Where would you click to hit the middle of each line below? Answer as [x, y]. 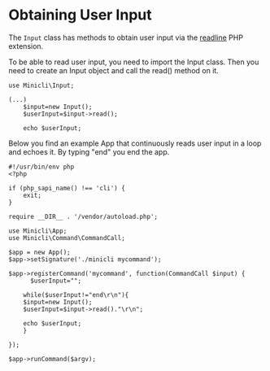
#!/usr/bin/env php [41, 167]
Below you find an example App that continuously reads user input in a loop [135, 143]
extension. [26, 46]
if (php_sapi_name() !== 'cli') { [67, 188]
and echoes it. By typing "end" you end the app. [89, 151]
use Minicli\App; [38, 231]
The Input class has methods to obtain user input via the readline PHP [126, 37]
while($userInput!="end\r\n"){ [76, 295]
